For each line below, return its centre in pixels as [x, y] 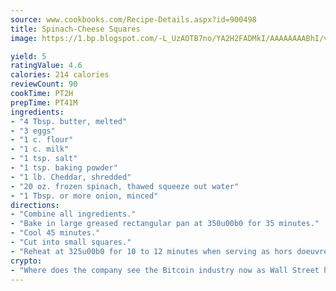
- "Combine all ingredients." [73, 214]
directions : [35, 205]
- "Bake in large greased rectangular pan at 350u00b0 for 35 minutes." [165, 224]
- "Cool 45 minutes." [55, 233]
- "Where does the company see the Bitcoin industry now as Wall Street [165, 270]
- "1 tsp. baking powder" [64, 168]
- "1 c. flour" [42, 140]
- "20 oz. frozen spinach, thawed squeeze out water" [125, 186]
